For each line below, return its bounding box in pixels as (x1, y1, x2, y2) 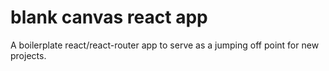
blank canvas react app (10, 6, 208, 29)
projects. (10, 49, 47, 61)
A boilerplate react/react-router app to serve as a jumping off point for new (10, 39, 320, 51)
